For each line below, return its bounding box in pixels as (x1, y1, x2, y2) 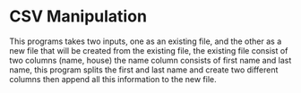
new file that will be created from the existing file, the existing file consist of (9, 45, 288, 55)
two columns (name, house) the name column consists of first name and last (9, 55, 292, 65)
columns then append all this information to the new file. (9, 73, 217, 84)
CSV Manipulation (9, 6, 148, 27)
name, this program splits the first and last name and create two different (9, 64, 279, 75)
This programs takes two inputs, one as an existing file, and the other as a (9, 36, 282, 46)
